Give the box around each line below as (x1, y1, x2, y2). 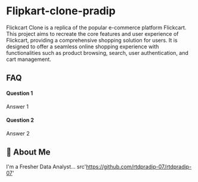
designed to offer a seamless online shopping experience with (6, 43, 159, 50)
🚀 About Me (6, 147, 51, 158)
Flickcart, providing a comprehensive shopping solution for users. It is (6, 36, 178, 44)
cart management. (6, 55, 52, 63)
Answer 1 (6, 103, 29, 110)
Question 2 (6, 116, 35, 124)
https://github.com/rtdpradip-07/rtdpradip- (86, 163, 192, 170)
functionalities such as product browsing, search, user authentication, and (6, 49, 189, 56)
